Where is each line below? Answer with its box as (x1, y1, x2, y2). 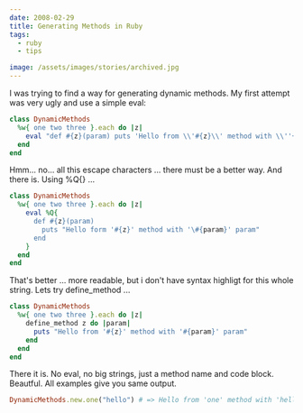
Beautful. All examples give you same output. (9, 378, 178, 389)
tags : (9, 30, 30, 39)
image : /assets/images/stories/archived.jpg (9, 63, 179, 72)
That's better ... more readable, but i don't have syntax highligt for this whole (9, 275, 294, 286)
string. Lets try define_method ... (9, 285, 131, 296)
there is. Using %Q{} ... (9, 174, 96, 185)
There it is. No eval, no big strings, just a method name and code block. (9, 369, 274, 380)
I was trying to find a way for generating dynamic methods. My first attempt (9, 87, 290, 98)
